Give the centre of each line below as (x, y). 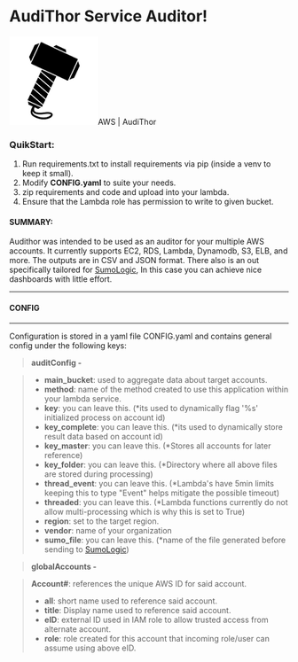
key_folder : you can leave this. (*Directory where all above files (161, 464)
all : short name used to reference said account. (131, 601)
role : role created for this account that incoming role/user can (157, 638)
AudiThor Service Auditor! (109, 16)
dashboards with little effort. (61, 279)
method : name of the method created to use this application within (166, 389)
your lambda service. (83, 398)
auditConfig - (56, 362)
